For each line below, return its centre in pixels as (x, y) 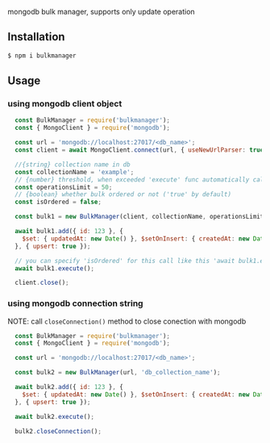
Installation (36, 37)
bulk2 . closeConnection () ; (58, 431)
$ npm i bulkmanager (42, 56)
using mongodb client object (65, 104)
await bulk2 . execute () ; (54, 416)
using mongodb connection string (75, 303)
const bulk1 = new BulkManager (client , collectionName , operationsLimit (139, 217)
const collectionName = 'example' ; (75, 172)
